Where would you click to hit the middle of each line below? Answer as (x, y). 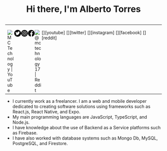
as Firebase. (25, 133)
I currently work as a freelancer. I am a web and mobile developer (80, 101)
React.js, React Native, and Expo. (46, 112)
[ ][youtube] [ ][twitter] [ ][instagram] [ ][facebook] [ (93, 32)
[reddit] (49, 38)
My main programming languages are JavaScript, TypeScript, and (80, 117)
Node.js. (21, 122)
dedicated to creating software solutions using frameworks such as (81, 107)
